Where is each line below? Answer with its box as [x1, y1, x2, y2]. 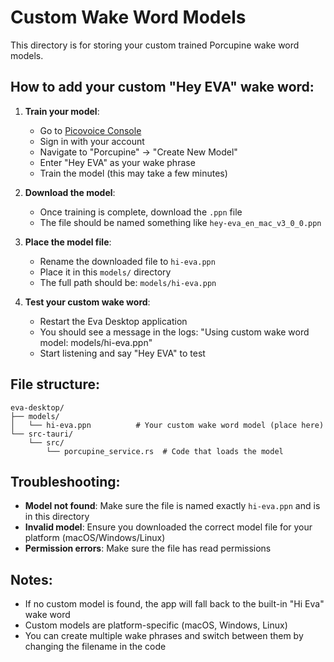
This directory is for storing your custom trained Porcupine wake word [10, 39, 300, 51]
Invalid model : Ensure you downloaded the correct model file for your [24, 521, 313, 533]
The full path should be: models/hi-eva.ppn [39, 276, 217, 288]
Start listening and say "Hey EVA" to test [39, 347, 206, 359]
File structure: [10, 376, 100, 393]
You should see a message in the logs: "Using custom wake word [39, 326, 310, 338]
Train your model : [24, 105, 100, 117]
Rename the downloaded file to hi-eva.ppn [39, 255, 216, 267]
